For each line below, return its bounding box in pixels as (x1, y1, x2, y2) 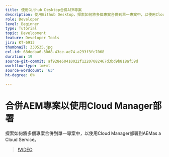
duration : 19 (5, 54, 33, 59)
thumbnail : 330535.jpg (5, 45, 53, 50)
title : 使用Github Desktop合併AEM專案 (5, 7, 82, 13)
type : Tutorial (5, 26, 37, 31)
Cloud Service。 (5, 136, 39, 142)
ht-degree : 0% (5, 73, 35, 78)
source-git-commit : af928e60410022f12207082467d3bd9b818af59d (5, 59, 138, 64)
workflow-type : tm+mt (5, 63, 51, 68)
